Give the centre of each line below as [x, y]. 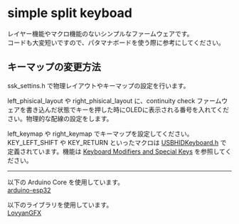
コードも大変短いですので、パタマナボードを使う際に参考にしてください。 [116, 42]
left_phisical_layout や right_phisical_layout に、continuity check [101, 100]
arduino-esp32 [29, 190]
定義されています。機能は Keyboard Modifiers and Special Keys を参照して [116, 151]
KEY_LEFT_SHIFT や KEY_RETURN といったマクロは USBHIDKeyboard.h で [117, 142]
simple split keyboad [70, 13]
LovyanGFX [25, 213]
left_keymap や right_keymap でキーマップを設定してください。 [100, 134]
